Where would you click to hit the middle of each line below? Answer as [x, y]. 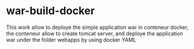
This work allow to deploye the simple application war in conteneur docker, [97, 27]
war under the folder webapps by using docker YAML [71, 40]
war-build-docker [51, 11]
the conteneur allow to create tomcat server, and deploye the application [95, 33]
